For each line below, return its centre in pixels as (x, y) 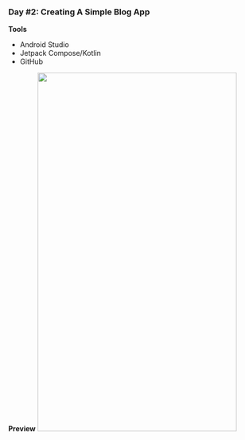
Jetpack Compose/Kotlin (60, 53)
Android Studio (44, 45)
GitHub (31, 61)
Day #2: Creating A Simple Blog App (79, 12)
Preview (22, 429)
